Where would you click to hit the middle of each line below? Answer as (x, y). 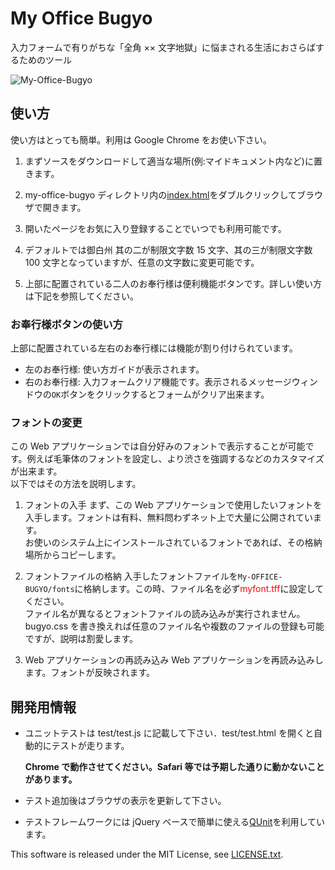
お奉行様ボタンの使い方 (66, 324)
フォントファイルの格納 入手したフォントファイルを (131, 576)
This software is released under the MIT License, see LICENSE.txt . (147, 854)
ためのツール (45, 59)
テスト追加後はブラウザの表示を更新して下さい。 (125, 801)
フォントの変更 (46, 422)
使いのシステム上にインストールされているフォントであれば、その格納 (178, 543)
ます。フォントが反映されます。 (89, 673)
